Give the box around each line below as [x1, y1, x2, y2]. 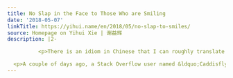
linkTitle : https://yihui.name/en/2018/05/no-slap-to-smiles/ [7, 23, 191, 30]
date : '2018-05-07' [7, 17, 64, 23]
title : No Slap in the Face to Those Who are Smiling [7, 10, 166, 17]
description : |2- [7, 36, 58, 43]
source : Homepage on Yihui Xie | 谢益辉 [7, 29, 123, 37]
